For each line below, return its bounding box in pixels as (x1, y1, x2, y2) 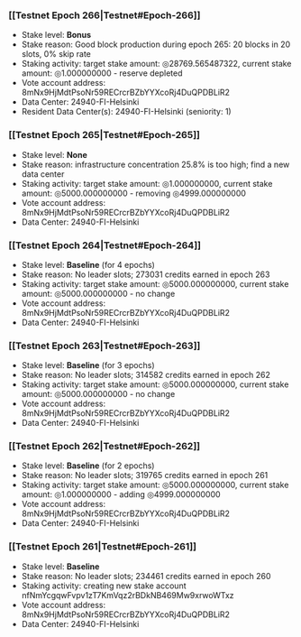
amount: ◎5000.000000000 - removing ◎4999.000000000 (21, 188, 247, 198)
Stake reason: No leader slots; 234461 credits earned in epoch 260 (21, 570, 271, 581)
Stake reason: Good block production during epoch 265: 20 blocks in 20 (21, 39, 291, 50)
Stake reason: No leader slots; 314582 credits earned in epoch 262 (21, 370, 271, 381)
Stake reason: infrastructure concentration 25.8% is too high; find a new (21, 159, 290, 170)
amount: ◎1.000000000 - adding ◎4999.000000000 (21, 489, 222, 500)
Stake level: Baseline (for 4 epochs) (21, 259, 155, 270)
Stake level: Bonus (21, 30, 92, 41)
